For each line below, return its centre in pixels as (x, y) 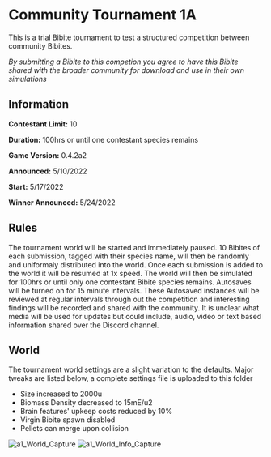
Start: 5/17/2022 (36, 186)
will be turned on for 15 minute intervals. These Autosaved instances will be (134, 290)
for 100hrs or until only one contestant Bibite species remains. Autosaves (130, 282)
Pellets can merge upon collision (74, 429)
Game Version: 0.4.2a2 (48, 155)
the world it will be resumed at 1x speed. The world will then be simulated (131, 273)
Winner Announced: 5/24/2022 (62, 202)
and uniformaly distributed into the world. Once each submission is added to (136, 264)
